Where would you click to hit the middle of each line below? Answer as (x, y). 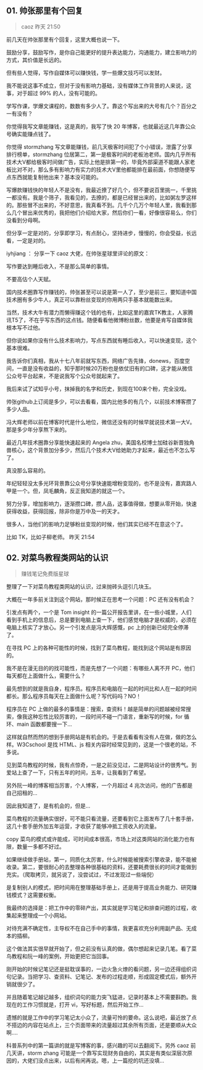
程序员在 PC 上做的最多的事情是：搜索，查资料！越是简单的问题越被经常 (96, 709)
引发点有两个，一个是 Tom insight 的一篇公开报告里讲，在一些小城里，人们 (99, 612)
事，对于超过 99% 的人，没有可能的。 (53, 93)
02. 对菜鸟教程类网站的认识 (57, 558)
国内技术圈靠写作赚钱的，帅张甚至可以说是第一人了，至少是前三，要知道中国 (101, 292)
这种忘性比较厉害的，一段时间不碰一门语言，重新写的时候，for (105, 716)
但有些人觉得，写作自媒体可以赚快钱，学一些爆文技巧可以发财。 (85, 73)
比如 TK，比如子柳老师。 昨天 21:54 (50, 537)
